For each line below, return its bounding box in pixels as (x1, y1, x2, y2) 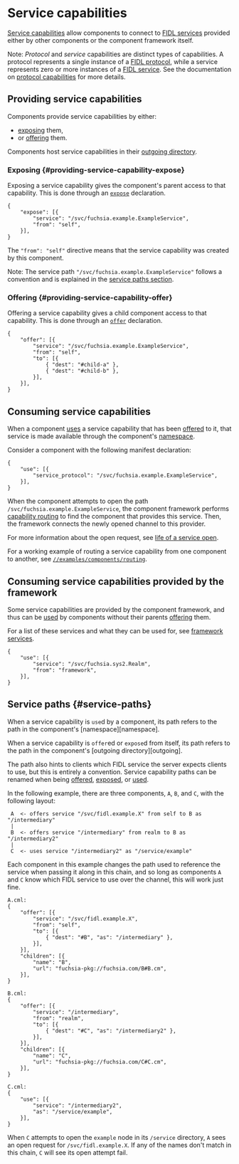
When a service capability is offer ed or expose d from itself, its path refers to (7, 739, 230, 747)
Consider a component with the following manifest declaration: (7, 446, 192, 455)
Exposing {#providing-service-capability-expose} (7, 165, 185, 175)
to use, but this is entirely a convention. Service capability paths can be (7, 767, 217, 776)
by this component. (7, 254, 64, 263)
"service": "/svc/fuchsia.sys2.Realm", (33, 660, 152, 667)
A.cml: (7, 896, 27, 904)
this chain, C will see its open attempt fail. (7, 1148, 128, 1157)
